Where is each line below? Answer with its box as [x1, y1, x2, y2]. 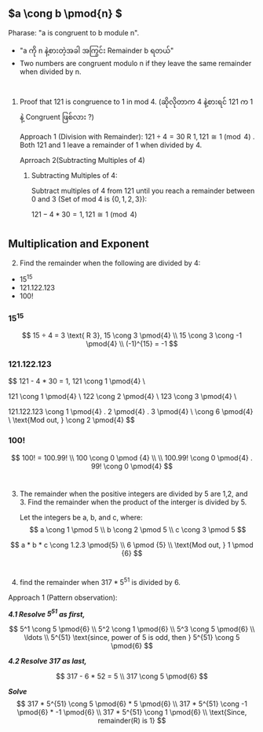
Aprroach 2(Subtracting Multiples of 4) [19, 156, 145, 165]
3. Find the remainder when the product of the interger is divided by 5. [19, 497, 247, 507]
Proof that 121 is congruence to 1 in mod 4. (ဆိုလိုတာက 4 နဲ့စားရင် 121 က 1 [19, 97, 254, 106]
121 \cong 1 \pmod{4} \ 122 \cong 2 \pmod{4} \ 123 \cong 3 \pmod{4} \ [8, 392, 237, 401]
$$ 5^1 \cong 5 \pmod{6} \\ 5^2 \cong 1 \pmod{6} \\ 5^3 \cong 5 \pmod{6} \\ [9, 624, 255, 634]
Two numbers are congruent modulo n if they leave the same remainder [19, 58, 252, 68]
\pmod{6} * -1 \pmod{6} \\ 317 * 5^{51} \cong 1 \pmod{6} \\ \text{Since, [16, 708, 247, 717]
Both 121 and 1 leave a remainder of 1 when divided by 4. [19, 140, 203, 150]
